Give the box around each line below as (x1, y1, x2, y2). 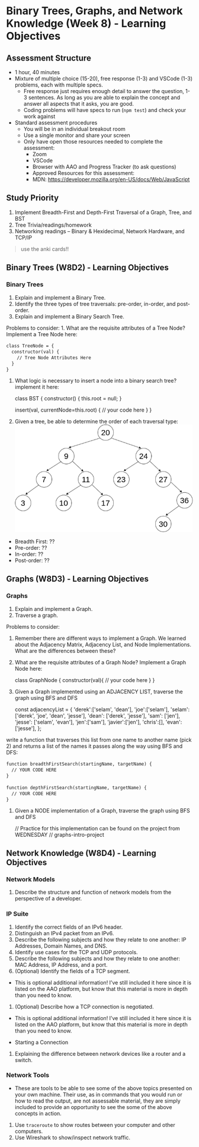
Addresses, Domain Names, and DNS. (14, 942, 108, 950)
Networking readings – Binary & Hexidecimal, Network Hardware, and (14, 227, 185, 235)
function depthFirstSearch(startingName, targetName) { (6, 785, 147, 791)
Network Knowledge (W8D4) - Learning (6, 848, 156, 858)
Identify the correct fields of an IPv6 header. (14, 923, 123, 931)
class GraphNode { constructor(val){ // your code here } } (14, 676, 155, 683)
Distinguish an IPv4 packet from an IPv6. (14, 929, 114, 936)
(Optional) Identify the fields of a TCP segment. (14, 967, 130, 974)
